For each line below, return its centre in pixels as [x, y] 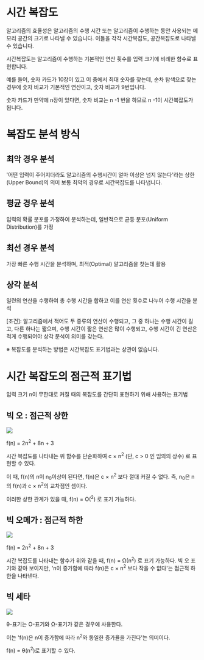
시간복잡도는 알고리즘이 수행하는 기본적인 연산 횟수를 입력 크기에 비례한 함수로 [99, 59]
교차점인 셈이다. [69, 486]
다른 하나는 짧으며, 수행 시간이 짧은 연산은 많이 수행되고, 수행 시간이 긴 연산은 [106, 329]
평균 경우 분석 [30, 203]
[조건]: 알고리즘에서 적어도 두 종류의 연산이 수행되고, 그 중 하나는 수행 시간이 [97, 321]
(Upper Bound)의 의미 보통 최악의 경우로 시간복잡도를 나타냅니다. [84, 182]
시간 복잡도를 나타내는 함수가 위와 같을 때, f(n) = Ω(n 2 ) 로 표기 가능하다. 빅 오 [98, 560]
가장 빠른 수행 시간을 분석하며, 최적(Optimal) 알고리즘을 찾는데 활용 [86, 264]
